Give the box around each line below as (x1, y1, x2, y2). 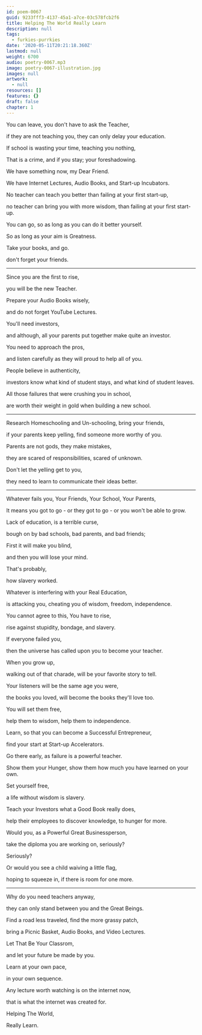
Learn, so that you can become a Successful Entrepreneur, (6, 728, 152, 736)
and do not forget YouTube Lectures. (6, 308, 97, 316)
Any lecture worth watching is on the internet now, (6, 986, 131, 993)
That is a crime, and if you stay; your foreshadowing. (6, 156, 137, 163)
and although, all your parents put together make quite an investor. (6, 331, 171, 339)
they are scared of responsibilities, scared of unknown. (6, 454, 143, 462)
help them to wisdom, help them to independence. (6, 717, 131, 724)
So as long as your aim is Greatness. (6, 232, 97, 240)
